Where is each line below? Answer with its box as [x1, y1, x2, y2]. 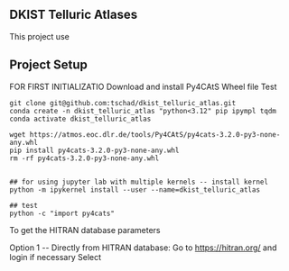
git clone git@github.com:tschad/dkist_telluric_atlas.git [9, 98, 237, 107]
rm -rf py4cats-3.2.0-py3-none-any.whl [9, 153, 160, 163]
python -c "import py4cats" [9, 209, 116, 218]
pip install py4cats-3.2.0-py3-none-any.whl [9, 146, 180, 155]
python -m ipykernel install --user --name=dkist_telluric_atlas [9, 185, 260, 194]
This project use [9, 31, 70, 41]
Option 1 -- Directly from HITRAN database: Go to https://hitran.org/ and [9, 242, 277, 253]
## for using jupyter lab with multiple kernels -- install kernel [9, 177, 269, 186]
